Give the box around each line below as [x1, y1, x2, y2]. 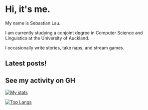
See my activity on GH [5, 76, 76, 84]
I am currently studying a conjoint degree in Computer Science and [5, 29, 143, 35]
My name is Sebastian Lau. [5, 20, 61, 26]
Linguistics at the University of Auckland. [5, 35, 90, 41]
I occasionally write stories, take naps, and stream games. [5, 44, 125, 50]
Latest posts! [5, 59, 47, 68]
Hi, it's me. [5, 3, 51, 15]
